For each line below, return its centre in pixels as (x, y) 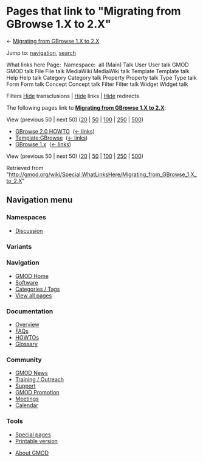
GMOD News (31, 373)
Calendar (26, 405)
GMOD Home (32, 276)
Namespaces (26, 218)
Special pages (33, 435)
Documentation (30, 311)
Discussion (29, 230)
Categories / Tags (37, 289)
